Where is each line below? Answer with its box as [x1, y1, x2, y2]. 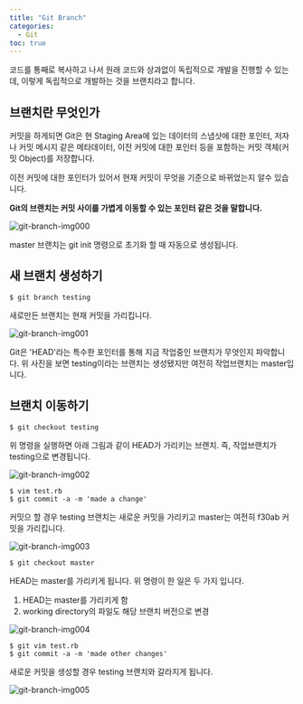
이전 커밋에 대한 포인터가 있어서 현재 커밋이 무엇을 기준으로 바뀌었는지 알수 [9, 173, 273, 183]
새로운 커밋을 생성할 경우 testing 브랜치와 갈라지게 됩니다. [9, 666, 213, 677]
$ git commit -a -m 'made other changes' [9, 649, 168, 658]
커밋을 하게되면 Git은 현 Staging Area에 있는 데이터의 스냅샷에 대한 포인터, [9, 130, 273, 141]
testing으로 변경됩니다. [9, 451, 90, 462]
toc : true [9, 38, 47, 48]
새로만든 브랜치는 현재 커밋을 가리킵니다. [9, 309, 152, 321]
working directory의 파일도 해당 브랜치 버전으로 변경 [22, 605, 210, 616]
